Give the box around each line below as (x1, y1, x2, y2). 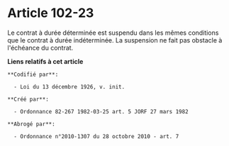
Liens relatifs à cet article (7, 57, 84, 65)
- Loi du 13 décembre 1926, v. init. (13, 83, 125, 90)
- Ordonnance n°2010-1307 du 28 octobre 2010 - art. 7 (13, 133, 179, 140)
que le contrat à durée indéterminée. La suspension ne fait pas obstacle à (7, 35, 223, 44)
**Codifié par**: (7, 71, 59, 78)
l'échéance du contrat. (7, 43, 74, 52)
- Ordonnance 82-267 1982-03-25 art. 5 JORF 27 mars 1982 (13, 108, 189, 115)
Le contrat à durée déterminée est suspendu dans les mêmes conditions (7, 28, 219, 37)
